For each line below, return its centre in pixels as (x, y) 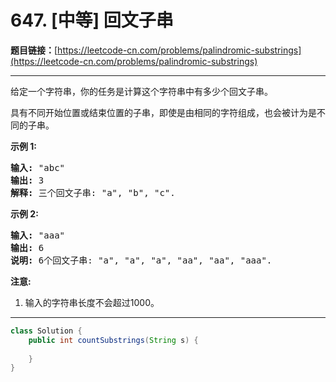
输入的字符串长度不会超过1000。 (92, 302)
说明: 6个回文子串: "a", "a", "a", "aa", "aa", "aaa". (141, 260)
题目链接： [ (34, 50)
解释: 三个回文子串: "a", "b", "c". (93, 192)
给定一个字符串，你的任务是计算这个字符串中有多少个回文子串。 (141, 91)
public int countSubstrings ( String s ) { (113, 340)
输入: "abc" (38, 167)
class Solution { (46, 331)
